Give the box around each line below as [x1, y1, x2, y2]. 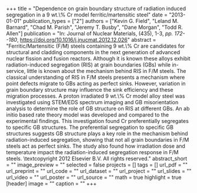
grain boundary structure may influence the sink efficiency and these [6, 86, 173, 93]
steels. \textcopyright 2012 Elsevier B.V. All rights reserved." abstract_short [6, 155, 188, 162]
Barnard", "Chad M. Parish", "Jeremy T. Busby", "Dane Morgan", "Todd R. [6, 24, 183, 31]
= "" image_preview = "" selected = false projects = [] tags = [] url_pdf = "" [6, 161, 188, 168]
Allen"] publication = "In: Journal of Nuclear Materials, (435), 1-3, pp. [6, 30, 173, 37]
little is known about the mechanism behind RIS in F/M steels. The [26, 68, 186, 74]
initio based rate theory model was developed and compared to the [6, 111, 169, 118]
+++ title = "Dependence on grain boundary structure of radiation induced [6, 5, 186, 12]
